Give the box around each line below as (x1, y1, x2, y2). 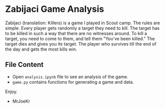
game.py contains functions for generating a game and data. (12, 79, 134, 85)
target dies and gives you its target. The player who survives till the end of (5, 41, 157, 47)
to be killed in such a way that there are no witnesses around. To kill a (5, 30, 147, 36)
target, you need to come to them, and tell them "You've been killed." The (5, 36, 155, 42)
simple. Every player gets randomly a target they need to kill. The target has (5, 25, 160, 31)
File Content (5, 60, 44, 69)
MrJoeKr (12, 98, 31, 104)
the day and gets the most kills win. (5, 46, 78, 52)
